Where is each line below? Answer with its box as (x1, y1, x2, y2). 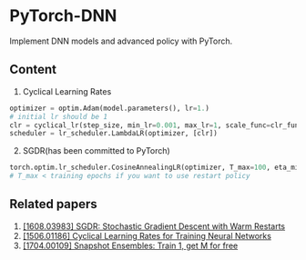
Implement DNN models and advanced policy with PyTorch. (9, 35, 233, 46)
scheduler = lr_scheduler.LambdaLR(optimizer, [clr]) (9, 129, 219, 138)
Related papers (9, 196, 97, 212)
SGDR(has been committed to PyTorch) (22, 145, 170, 156)
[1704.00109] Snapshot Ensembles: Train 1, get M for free (22, 240, 239, 251)
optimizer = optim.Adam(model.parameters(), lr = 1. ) (9, 104, 209, 113)
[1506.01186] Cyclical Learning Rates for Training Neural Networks (22, 230, 271, 241)
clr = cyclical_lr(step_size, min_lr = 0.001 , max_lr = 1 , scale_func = (9, 120, 271, 130)
